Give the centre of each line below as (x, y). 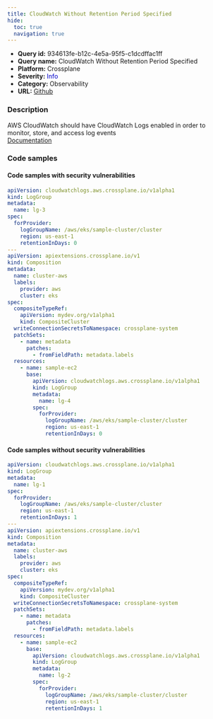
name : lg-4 (55, 401)
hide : (15, 21)
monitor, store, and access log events (62, 132)
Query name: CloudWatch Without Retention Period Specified (108, 62)
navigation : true (39, 34)
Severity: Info (38, 76)
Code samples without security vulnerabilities (77, 449)
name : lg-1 (30, 484)
